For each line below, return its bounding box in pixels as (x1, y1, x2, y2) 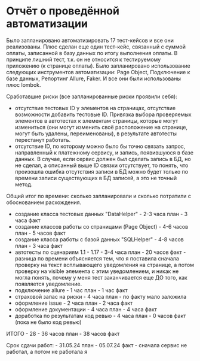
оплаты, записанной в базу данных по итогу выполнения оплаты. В (6, 49, 178, 56)
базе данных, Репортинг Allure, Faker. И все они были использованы (6, 75, 181, 82)
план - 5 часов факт (14, 229, 66, 236)
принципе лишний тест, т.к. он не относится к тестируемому (6, 56, 161, 63)
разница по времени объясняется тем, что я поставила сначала (14, 254, 179, 262)
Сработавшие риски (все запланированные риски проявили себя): (6, 93, 177, 100)
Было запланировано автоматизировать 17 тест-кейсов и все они (6, 37, 174, 44)
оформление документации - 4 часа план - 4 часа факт (14, 305, 157, 313)
